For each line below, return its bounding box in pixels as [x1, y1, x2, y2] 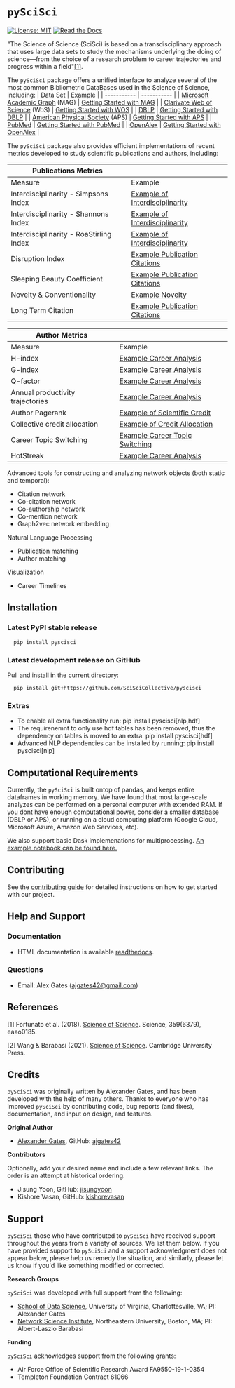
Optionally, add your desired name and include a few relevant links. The [7, 1164, 214, 1173]
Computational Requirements [7, 767, 138, 779]
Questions [7, 965, 43, 975]
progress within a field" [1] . [7, 62, 83, 70]
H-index [10, 353, 39, 363]
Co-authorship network [17, 505, 85, 513]
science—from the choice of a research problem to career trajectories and [7, 55, 222, 63]
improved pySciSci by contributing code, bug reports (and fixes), [7, 1102, 194, 1111]
